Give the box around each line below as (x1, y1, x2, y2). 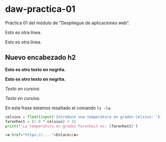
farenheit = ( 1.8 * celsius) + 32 (5, 119, 77, 124)
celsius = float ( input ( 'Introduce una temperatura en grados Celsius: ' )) (5, 114, 163, 119)
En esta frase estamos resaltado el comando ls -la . (5, 105, 112, 111)
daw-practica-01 (5, 3, 76, 15)
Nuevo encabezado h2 (5, 53, 76, 62)
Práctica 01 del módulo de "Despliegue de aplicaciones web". (5, 20, 130, 26)
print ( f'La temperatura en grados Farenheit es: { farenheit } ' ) (5, 124, 138, 129)
